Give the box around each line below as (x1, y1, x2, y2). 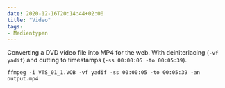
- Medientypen (7, 29, 49, 37)
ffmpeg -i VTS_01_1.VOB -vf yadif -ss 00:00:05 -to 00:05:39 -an (7, 69, 200, 76)
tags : (7, 23, 23, 30)
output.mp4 (7, 76, 39, 82)
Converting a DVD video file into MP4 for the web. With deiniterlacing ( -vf (7, 49, 219, 57)
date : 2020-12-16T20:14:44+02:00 (7, 10, 104, 17)
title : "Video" (7, 17, 51, 24)
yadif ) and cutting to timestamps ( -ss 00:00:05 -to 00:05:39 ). (7, 56, 187, 64)
